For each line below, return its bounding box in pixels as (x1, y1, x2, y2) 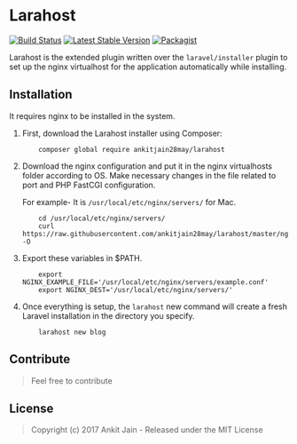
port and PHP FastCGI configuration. (21, 179, 156, 190)
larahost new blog (38, 328, 106, 337)
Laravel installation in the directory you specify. (21, 310, 195, 321)
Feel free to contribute (30, 375, 113, 386)
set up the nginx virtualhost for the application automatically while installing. (9, 61, 287, 72)
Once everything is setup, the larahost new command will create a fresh (21, 301, 288, 312)
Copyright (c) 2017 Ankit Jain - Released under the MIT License (30, 424, 263, 435)
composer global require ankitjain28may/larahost (38, 145, 225, 154)
